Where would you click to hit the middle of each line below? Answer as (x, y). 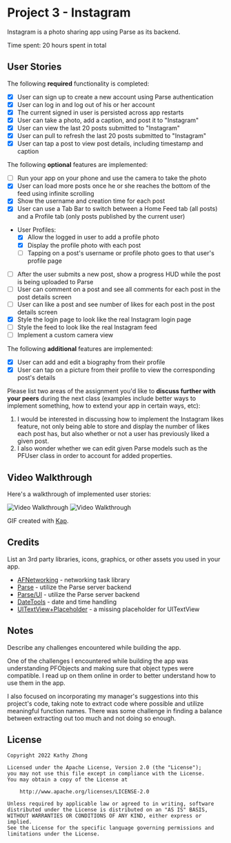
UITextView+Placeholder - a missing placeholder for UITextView (108, 609)
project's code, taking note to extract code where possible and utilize (106, 703)
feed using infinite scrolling (56, 194)
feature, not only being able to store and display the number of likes (113, 426)
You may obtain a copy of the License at (68, 780)
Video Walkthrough (50, 477)
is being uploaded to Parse (55, 281)
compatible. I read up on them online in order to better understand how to (111, 675)
